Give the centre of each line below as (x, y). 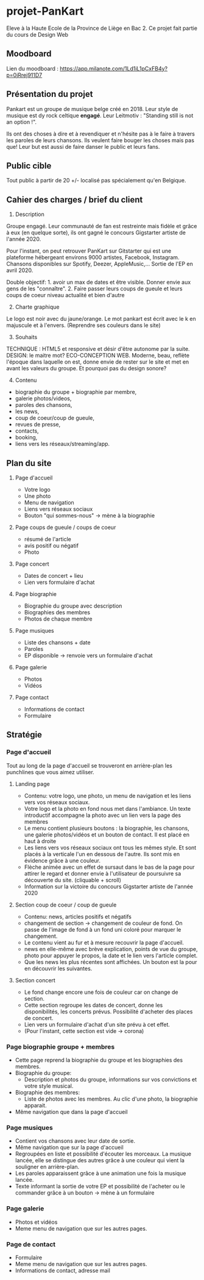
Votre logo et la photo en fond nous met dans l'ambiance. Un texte (107, 808)
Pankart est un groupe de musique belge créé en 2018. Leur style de (92, 109)
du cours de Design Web (37, 34)
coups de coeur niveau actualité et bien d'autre (65, 295)
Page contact (32, 697)
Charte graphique (37, 307)
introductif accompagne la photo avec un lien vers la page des (103, 815)
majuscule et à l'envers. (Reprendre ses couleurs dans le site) (84, 325)
